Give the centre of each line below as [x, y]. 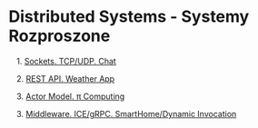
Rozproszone [60, 36]
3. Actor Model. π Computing [71, 96]
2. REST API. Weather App [66, 78]
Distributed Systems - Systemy [129, 17]
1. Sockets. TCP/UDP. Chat [67, 61]
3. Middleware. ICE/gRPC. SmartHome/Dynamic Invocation [127, 113]
